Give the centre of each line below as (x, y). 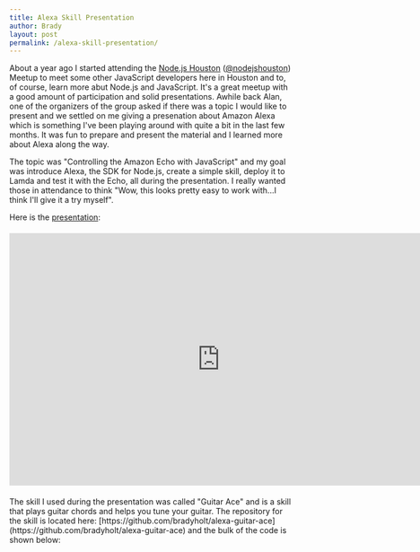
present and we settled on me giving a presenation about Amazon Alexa (142, 116)
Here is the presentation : (55, 217)
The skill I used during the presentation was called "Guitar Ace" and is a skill (150, 502)
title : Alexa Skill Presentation (72, 18)
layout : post (34, 34)
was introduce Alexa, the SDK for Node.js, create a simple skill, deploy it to (147, 171)
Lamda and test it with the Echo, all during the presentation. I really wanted (148, 181)
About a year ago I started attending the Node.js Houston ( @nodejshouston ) (150, 68)
